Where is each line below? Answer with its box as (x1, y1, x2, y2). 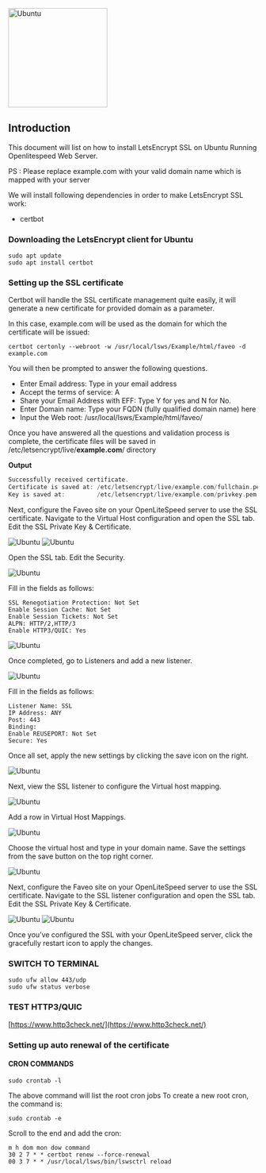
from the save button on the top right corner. (8, 851, 154, 861)
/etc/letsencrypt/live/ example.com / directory (8, 445, 157, 455)
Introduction (8, 122, 71, 135)
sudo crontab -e (8, 1114, 62, 1122)
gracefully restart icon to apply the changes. (8, 939, 153, 948)
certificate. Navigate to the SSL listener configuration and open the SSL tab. (8, 891, 256, 901)
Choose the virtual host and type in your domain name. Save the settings (8, 843, 246, 853)
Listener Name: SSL (8, 702, 73, 710)
